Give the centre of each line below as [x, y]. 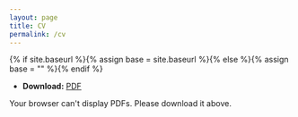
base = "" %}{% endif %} [56, 69]
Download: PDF [52, 87]
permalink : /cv [38, 34]
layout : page [34, 17]
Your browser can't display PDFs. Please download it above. [120, 104]
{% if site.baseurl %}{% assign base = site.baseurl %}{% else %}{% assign [149, 60]
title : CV [28, 26]
